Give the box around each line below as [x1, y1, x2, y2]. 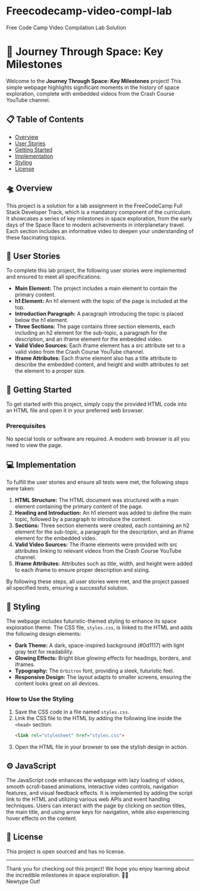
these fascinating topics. [6, 234, 67, 241]
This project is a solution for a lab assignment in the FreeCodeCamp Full [6, 202, 183, 209]
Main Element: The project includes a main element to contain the [14, 285, 177, 292]
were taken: [6, 485, 35, 492]
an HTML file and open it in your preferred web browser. [6, 407, 145, 414]
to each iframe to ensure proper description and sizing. [14, 567, 151, 574]
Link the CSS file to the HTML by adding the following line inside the [14, 715, 182, 722]
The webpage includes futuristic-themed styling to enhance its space [6, 617, 177, 625]
